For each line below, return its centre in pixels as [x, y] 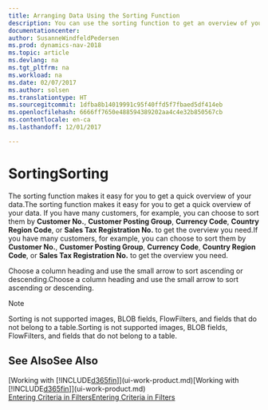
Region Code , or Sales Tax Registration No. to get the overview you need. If [133, 229]
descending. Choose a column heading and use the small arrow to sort [124, 279]
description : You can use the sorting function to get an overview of [128, 23]
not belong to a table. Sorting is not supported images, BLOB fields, [118, 327]
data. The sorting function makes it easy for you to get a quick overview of [130, 204]
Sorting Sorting [59, 173]
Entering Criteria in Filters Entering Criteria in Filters [92, 397]
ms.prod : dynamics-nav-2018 [55, 46]
